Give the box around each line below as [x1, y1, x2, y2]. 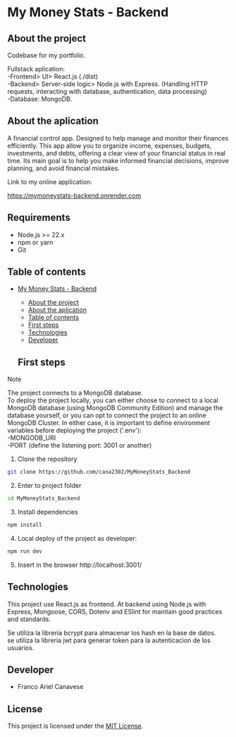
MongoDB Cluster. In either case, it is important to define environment [7, 419, 210, 427]
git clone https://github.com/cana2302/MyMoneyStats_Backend [7, 469, 191, 476]
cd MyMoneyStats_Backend [7, 495, 80, 502]
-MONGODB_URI [7, 433, 56, 442]
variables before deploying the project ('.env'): [7, 426, 142, 435]
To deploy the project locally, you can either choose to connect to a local [7, 396, 218, 405]
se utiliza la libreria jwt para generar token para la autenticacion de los [7, 636, 211, 645]
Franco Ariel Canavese [17, 683, 84, 691]
